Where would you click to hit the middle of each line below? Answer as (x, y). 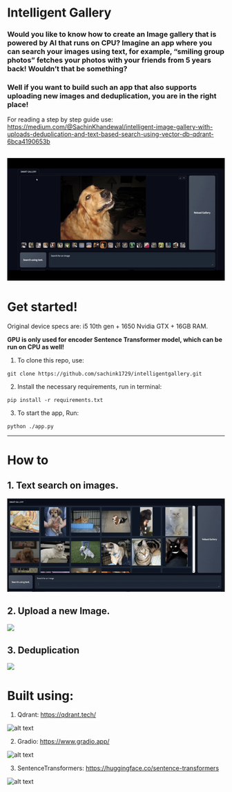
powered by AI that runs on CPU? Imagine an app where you (110, 43)
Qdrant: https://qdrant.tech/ (57, 715)
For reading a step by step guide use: (60, 119)
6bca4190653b (29, 142)
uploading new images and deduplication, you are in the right (112, 96)
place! (18, 105)
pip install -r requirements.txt (55, 400)
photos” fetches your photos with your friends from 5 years (109, 60)
